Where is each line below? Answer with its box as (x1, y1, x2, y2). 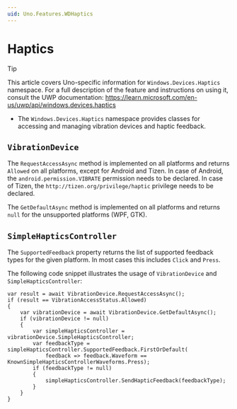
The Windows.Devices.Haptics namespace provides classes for (17, 114, 200, 122)
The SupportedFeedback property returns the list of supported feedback (7, 248, 214, 257)
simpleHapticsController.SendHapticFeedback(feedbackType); (45, 377, 226, 384)
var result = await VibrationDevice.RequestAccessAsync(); (7, 291, 185, 298)
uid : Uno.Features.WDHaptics (7, 10, 93, 18)
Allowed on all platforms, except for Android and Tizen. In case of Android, (7, 167, 224, 175)
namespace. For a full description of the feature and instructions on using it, (7, 86, 229, 94)
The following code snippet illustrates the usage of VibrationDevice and (7, 270, 217, 278)
